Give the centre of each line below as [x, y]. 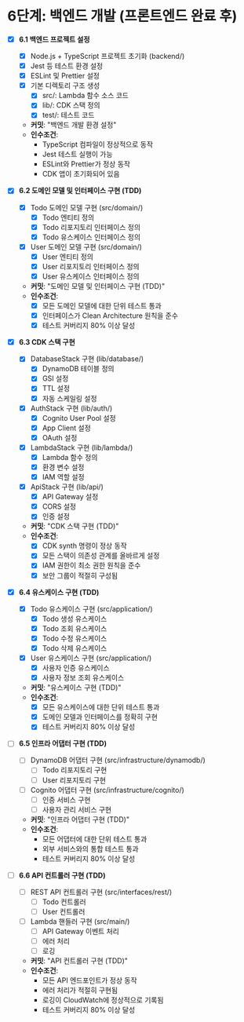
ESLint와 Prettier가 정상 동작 [86, 164]
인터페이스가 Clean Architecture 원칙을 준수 [110, 316]
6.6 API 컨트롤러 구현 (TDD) [62, 875]
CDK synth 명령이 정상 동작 [84, 546]
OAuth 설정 [60, 437]
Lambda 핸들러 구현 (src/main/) [80, 922]
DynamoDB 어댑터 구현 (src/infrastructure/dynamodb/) [118, 760]
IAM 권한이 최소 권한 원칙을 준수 [91, 565]
